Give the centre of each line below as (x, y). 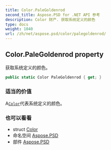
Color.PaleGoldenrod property (54, 55)
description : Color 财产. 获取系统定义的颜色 (50, 19)
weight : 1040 (19, 29)
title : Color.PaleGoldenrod (35, 10)
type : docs (17, 24)
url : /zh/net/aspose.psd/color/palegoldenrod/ (56, 34)
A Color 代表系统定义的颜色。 (35, 103)
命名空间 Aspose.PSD (36, 136)
